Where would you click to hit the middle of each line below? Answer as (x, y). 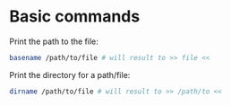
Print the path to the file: (54, 41)
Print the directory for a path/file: (70, 74)
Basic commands (75, 17)
